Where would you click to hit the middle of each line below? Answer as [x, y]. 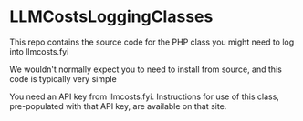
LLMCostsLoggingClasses [111, 17]
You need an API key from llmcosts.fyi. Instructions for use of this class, [145, 96]
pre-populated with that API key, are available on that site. [118, 106]
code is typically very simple [63, 78]
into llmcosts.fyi [39, 51]
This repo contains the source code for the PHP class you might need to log [152, 42]
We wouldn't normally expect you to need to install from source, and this [146, 69]
